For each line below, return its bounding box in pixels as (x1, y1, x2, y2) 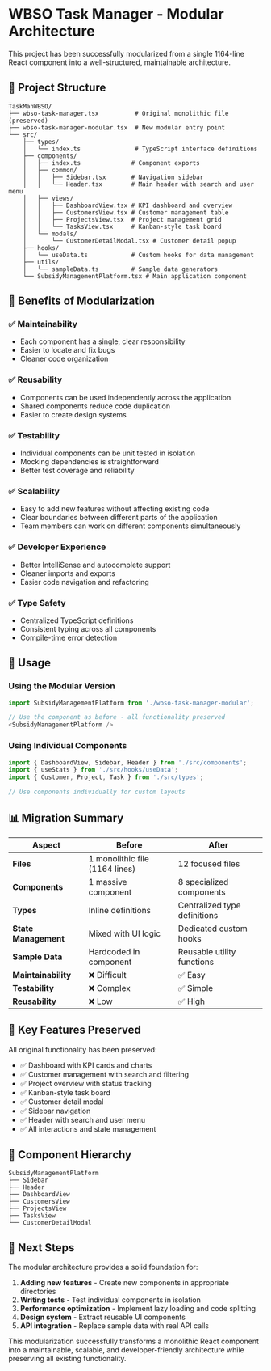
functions (177, 956, 215, 967)
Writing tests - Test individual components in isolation (19, 1295, 202, 1305)
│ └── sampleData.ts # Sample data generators (23, 264, 219, 273)
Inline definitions (88, 904, 152, 916)
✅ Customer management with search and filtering (19, 1069, 190, 1079)
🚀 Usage (8, 656, 51, 670)
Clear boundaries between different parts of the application (19, 513, 218, 523)
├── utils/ (23, 258, 60, 266)
